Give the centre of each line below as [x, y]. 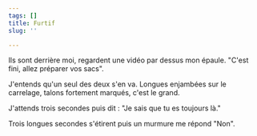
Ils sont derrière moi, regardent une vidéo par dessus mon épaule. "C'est [128, 60]
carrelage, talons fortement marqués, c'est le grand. [94, 93]
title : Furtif [32, 23]
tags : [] [23, 16]
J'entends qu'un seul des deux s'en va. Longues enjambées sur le [117, 84]
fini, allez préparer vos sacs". [56, 69]
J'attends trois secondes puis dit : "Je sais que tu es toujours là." [115, 108]
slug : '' [23, 30]
